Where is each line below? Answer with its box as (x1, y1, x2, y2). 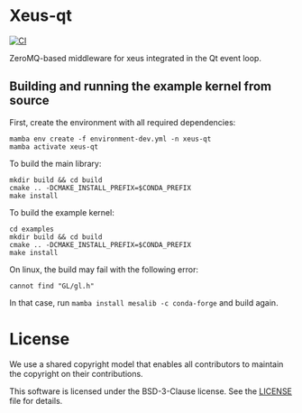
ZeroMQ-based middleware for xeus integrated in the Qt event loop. (9, 52, 261, 63)
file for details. (9, 395, 63, 406)
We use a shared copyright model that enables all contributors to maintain (9, 358, 284, 370)
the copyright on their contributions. (9, 368, 143, 379)
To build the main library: (9, 158, 102, 169)
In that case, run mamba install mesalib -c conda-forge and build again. (9, 297, 279, 307)
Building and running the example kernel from (9, 78, 272, 95)
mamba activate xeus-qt (9, 142, 99, 151)
